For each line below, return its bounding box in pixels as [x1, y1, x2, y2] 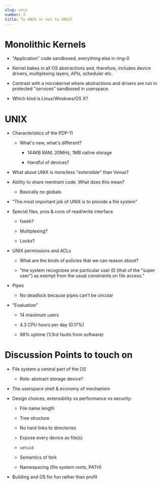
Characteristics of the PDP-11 [12, 130, 73, 136]
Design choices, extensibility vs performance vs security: [12, 395, 132, 401]
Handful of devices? [27, 159, 69, 166]
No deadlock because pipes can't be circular [19, 292, 113, 299]
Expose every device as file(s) [19, 435, 83, 441]
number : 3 [5, 12, 26, 17]
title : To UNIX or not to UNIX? [5, 17, 73, 22]
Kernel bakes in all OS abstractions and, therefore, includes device [12, 65, 151, 71]
